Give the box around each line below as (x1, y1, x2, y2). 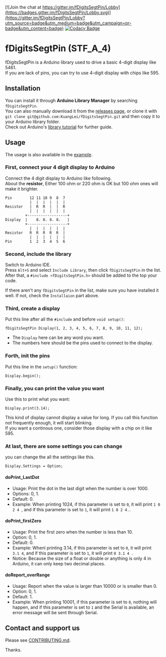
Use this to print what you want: (5, 396, 70, 402)
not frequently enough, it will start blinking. (5, 420, 93, 426)
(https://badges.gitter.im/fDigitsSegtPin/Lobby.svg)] (5, 9, 111, 15)
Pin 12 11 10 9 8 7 (5, 195, 65, 201)
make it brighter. (5, 186, 39, 192)
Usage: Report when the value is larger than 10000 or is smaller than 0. (12, 583, 158, 589)
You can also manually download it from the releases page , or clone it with (5, 108, 158, 114)
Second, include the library (5, 250, 72, 257)
